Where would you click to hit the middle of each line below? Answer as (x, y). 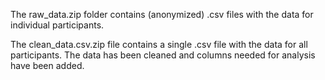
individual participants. (57, 25)
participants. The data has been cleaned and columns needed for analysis (163, 55)
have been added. (47, 65)
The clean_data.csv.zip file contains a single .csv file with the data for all (159, 44)
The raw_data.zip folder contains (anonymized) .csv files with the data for (162, 14)
